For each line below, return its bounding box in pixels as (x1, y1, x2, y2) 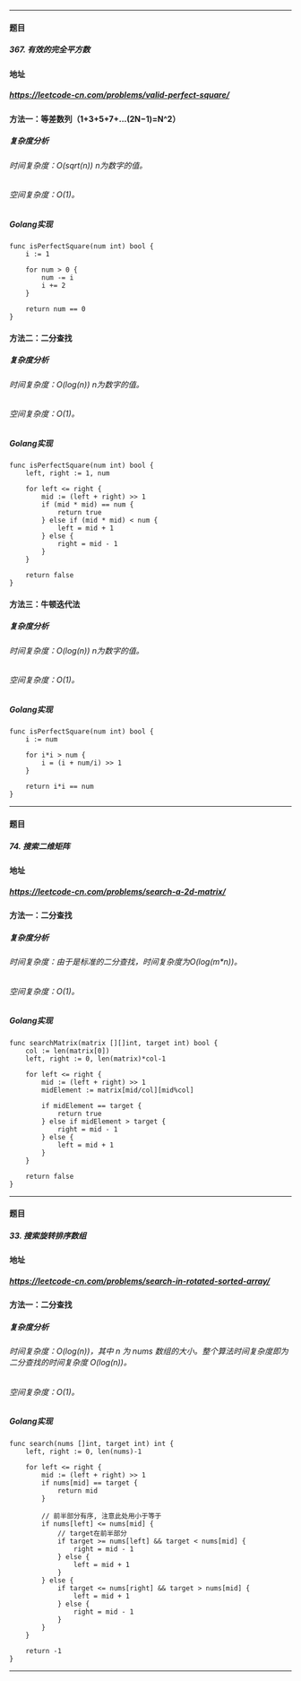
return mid (56, 1486, 99, 1495)
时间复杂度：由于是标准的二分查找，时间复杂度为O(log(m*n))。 (9, 956, 243, 966)
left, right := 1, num (25, 469, 110, 478)
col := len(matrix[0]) (25, 1046, 110, 1055)
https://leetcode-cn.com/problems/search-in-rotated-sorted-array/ (9, 1275, 271, 1287)
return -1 (25, 1646, 63, 1655)
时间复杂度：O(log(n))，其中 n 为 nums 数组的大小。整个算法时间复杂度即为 (9, 1346, 289, 1356)
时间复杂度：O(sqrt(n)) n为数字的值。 (9, 160, 148, 170)
